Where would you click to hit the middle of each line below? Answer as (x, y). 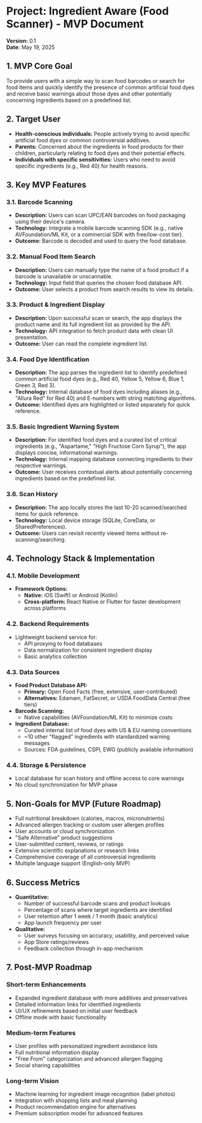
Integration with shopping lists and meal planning (76, 1101)
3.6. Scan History (32, 494)
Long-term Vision (33, 1081)
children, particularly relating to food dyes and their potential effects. (100, 153)
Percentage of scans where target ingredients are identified (98, 909)
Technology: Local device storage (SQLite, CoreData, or (85, 520)
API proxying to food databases (63, 643)
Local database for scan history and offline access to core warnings (99, 778)
